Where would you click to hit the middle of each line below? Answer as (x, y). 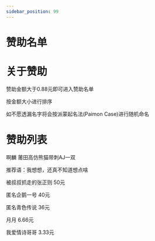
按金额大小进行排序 (29, 101)
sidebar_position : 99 (32, 11)
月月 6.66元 (20, 220)
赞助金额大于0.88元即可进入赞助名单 (50, 89)
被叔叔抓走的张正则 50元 (36, 182)
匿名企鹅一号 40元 (28, 195)
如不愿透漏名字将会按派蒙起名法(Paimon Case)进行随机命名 (77, 114)
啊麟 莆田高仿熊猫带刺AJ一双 (41, 157)
